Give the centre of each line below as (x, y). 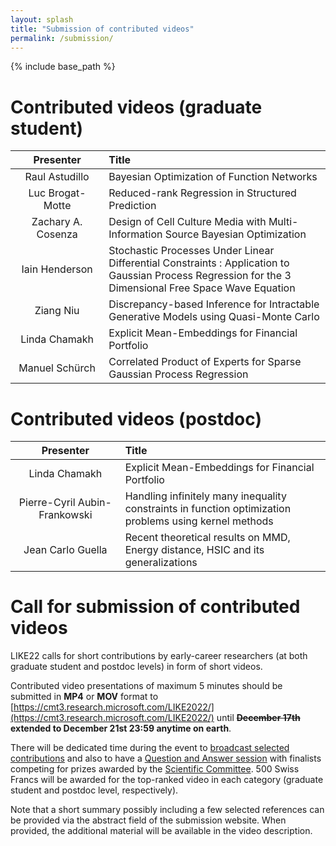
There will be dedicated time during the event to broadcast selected (150, 748)
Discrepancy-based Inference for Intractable (214, 304)
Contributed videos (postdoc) (136, 418)
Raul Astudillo (57, 177)
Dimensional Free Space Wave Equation (202, 288)
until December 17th (258, 718)
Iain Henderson (57, 269)
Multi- (283, 222)
